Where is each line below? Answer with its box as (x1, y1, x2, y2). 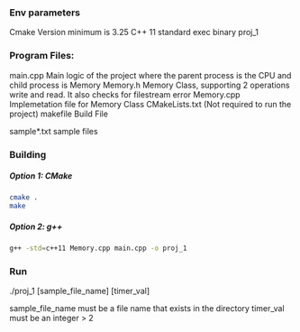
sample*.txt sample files (9, 125, 98, 136)
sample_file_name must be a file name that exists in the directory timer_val (9, 303, 286, 314)
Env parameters (9, 6, 81, 19)
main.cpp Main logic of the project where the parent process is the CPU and (9, 69, 292, 80)
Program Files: (9, 50, 75, 62)
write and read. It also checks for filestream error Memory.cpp (9, 88, 241, 100)
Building (9, 148, 47, 161)
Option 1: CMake (9, 171, 73, 181)
